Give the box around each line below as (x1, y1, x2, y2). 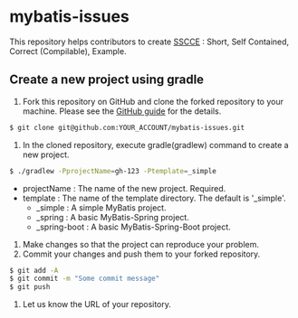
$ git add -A (9, 266, 59, 275)
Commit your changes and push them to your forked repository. (22, 248, 261, 259)
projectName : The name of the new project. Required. (22, 182, 226, 193)
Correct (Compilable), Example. (9, 45, 127, 56)
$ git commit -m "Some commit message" (9, 274, 160, 284)
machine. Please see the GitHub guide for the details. (22, 106, 222, 117)
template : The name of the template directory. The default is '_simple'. (22, 192, 287, 203)
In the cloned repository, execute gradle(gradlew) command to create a (22, 139, 289, 150)
